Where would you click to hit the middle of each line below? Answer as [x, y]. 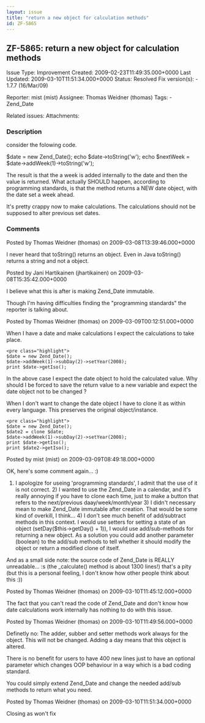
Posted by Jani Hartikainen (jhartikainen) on [62, 273]
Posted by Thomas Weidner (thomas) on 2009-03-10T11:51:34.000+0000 [99, 702]
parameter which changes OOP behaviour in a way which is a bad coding [99, 665]
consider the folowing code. [42, 145]
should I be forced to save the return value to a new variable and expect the [102, 385]
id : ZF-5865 [21, 23]
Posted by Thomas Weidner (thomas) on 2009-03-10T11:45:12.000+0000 [99, 591]
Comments [23, 229]
